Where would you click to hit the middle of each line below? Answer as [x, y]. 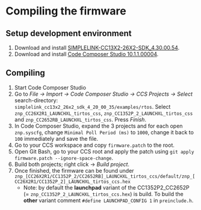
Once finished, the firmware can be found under [74, 170]
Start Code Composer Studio [50, 87]
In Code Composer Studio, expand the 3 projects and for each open [98, 126]
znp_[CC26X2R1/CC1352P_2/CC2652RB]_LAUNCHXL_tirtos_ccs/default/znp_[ [105, 176]
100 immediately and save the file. [56, 138]
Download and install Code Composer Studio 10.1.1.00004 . [86, 54]
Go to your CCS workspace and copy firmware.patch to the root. [94, 145]
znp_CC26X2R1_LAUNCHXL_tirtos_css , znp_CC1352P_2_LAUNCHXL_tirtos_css [104, 113]
